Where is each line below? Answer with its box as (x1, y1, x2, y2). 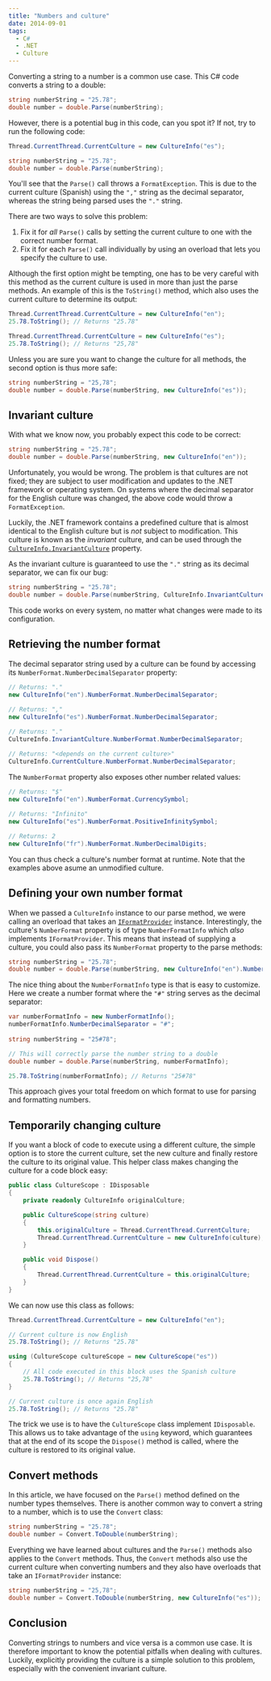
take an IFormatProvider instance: (8, 1570, 122, 1580)
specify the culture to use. (19, 253, 107, 263)
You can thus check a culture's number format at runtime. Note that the (8, 854, 246, 864)
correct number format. (19, 236, 98, 246)
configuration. (8, 613, 55, 623)
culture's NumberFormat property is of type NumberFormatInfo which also (8, 925, 244, 934)
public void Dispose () (23, 1256, 99, 1264)
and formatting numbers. (8, 1095, 91, 1105)
